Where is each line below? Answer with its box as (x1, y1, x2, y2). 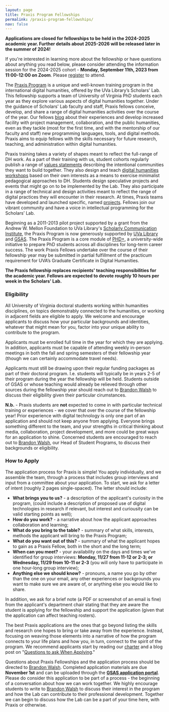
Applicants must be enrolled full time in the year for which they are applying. (5, 339, 164, 345)
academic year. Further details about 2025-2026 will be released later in (5, 41, 160, 47)
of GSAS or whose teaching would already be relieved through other (5, 381, 147, 387)
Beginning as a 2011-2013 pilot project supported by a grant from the (5, 220, 148, 226)
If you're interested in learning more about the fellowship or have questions (5, 56, 161, 62)
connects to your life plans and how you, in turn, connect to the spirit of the (5, 638, 162, 644)
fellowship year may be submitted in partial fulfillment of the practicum (5, 252, 152, 258)
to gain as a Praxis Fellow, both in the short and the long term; (12, 543, 141, 549)
